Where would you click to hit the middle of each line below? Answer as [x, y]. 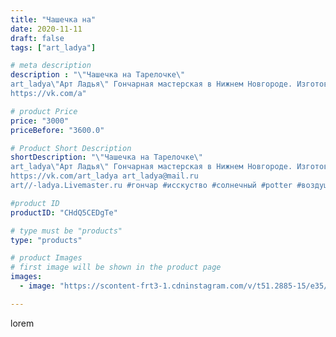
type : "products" [46, 240]
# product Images [46, 258]
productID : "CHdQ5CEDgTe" [64, 212]
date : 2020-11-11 [46, 29]
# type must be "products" [66, 231]
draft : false [37, 38]
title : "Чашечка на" [53, 19]
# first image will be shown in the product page [116, 267]
